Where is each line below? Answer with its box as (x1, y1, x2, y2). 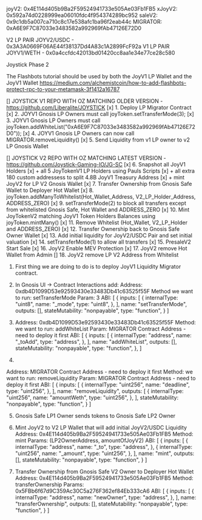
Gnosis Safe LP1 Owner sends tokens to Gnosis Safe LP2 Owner (15, 412, 176, 419)
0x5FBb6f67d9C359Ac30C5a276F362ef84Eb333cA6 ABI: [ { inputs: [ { (15, 487, 194, 494)
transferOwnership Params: (15, 481, 84, 488)
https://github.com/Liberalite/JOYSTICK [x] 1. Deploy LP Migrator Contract (6, 104, 192, 111)
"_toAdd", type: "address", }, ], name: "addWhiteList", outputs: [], (15, 338, 177, 345)
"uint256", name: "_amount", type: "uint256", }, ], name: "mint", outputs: (15, 450, 195, 457)
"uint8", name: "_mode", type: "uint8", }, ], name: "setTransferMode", (15, 301, 187, 307)
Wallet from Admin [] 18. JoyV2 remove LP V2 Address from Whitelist (6, 251, 179, 258)
